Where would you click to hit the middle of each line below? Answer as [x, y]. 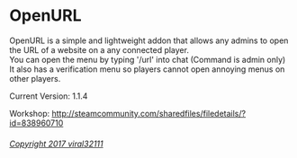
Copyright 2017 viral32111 [56, 144]
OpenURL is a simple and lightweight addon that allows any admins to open [149, 40]
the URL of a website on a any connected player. [99, 49]
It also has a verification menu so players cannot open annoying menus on [147, 69]
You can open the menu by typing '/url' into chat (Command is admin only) [148, 59]
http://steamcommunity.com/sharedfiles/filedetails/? [148, 113]
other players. [35, 78]
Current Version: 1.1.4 [49, 96]
